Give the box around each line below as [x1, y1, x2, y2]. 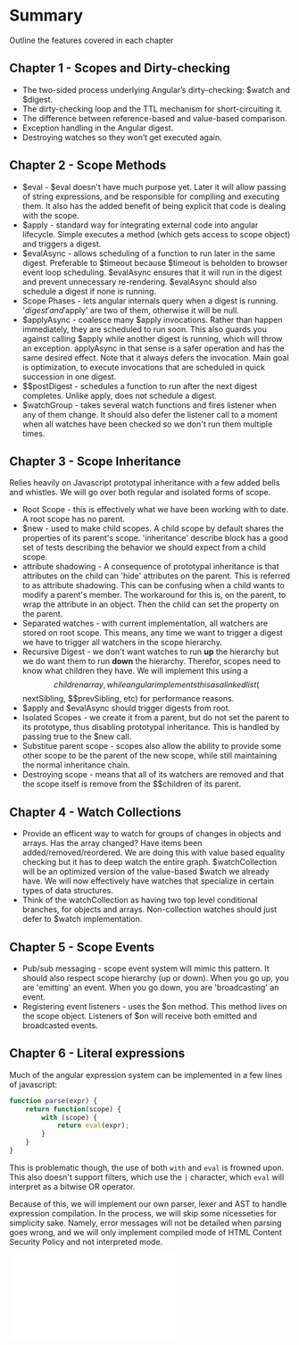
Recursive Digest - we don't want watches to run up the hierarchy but [21, 646, 279, 657]
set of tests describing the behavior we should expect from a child [21, 542, 266, 553]
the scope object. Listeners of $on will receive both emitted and [21, 1010, 257, 1021]
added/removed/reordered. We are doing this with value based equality [21, 847, 286, 858]
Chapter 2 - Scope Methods [9, 158, 167, 173]
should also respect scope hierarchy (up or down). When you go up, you [21, 973, 289, 983]
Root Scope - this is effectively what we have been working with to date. [21, 504, 288, 515]
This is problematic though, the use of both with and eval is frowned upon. [9, 1162, 285, 1173]
